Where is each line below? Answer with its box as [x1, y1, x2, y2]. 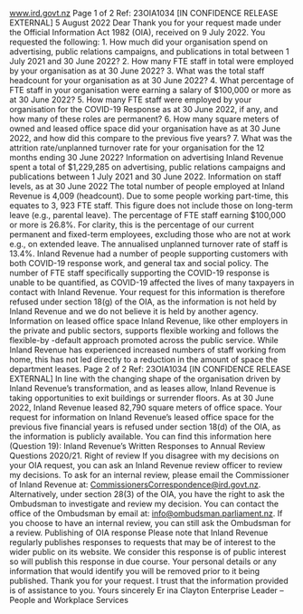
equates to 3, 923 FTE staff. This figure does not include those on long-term [9, 200, 294, 211]
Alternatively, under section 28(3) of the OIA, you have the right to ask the [9, 489, 285, 499]
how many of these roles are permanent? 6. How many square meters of [9, 113, 279, 124]
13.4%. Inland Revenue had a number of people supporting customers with [9, 248, 289, 259]
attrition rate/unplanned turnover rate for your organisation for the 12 [9, 142, 265, 153]
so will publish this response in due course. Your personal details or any [9, 556, 278, 567]
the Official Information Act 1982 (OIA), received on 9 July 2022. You [9, 27, 266, 37]
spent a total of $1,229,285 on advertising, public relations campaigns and [9, 162, 287, 172]
